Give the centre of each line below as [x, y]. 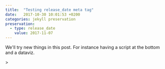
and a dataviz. [20, 52]
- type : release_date [33, 28]
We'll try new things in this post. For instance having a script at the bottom [83, 47]
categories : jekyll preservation [40, 19]
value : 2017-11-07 [34, 33]
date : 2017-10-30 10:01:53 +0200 [43, 14]
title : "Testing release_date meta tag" [50, 10]
